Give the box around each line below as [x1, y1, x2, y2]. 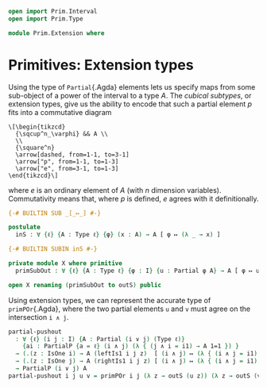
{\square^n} [15, 144, 56, 152]
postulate [8, 223, 41, 232]
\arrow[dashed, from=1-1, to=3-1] [15, 151, 130, 159]
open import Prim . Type [8, 14, 83, 23]
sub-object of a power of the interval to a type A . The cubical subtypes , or [8, 90, 252, 100]
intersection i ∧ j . [8, 312, 69, 321]
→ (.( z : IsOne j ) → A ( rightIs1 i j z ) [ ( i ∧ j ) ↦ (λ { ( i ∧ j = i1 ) [15, 357, 258, 365]
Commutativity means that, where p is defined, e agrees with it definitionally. [8, 194, 259, 203]
